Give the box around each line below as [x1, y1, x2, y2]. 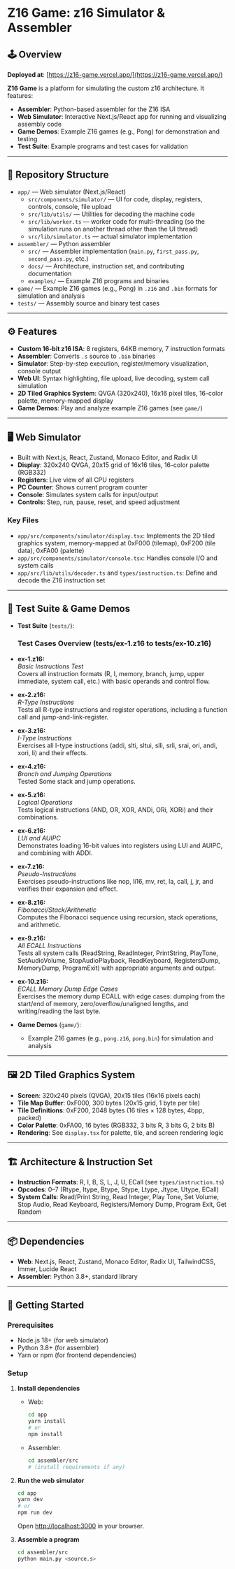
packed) [17, 1113, 42, 1122]
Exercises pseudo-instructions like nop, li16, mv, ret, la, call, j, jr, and [17, 877, 213, 885]
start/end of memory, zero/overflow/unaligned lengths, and [17, 999, 189, 1008]
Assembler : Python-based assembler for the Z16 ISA [17, 105, 171, 113]
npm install [27, 1431, 63, 1438]
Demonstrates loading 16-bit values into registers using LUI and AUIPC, [17, 841, 223, 850]
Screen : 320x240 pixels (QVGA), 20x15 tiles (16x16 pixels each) [17, 1091, 201, 1099]
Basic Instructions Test [17, 662, 84, 671]
